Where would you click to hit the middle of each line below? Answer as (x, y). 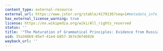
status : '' (16, 28)
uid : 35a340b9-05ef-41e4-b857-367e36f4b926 (50, 37)
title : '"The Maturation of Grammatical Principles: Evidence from (75, 32)
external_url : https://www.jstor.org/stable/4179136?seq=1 (66, 14)
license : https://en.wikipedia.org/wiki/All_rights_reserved (68, 23)
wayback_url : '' (21, 41)
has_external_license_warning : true (42, 18)
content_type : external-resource (39, 9)
